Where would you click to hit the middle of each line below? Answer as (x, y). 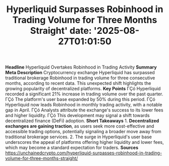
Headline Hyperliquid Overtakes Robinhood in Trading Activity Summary (81, 67)
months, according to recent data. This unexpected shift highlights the (78, 83)
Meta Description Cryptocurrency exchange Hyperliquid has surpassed (80, 73)
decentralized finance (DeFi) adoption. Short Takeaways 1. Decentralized (82, 121)
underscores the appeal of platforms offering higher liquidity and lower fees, (84, 142)
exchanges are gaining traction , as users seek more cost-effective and (80, 126)
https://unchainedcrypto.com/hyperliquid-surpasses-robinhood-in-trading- (84, 153)
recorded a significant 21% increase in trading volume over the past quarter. (84, 94)
